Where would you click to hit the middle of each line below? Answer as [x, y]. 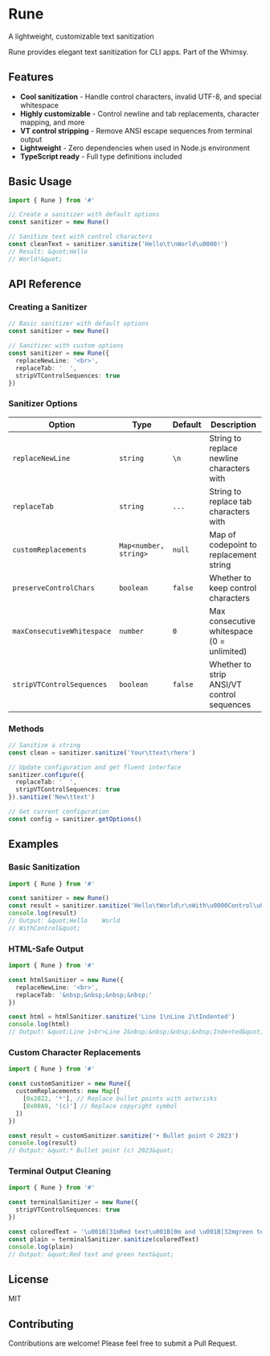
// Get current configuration [59, 812]
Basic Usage [40, 182]
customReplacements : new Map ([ [68, 1091]
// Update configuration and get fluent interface [95, 767]
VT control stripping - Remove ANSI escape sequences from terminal [136, 130]
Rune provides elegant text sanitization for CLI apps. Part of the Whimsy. [129, 51]
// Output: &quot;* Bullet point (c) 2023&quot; [91, 1151]
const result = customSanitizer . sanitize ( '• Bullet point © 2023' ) [124, 1136]
